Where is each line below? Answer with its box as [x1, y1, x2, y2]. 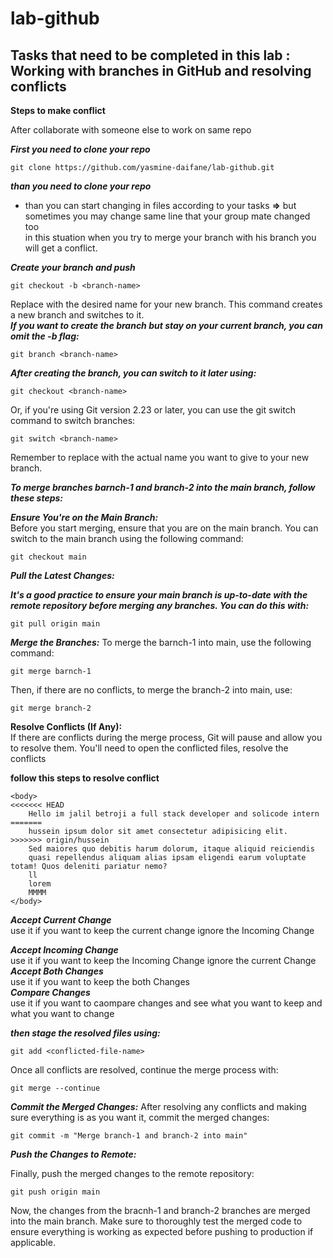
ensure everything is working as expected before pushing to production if [10, 1226, 314, 1237]
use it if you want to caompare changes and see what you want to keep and [10, 997, 323, 1009]
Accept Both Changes [10, 965, 104, 977]
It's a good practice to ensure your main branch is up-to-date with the [10, 589, 308, 601]
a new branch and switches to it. [10, 309, 145, 321]
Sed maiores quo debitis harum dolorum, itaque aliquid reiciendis [28, 844, 315, 854]
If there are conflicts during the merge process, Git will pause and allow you [10, 732, 323, 743]
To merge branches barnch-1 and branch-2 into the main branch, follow [10, 482, 316, 493]
